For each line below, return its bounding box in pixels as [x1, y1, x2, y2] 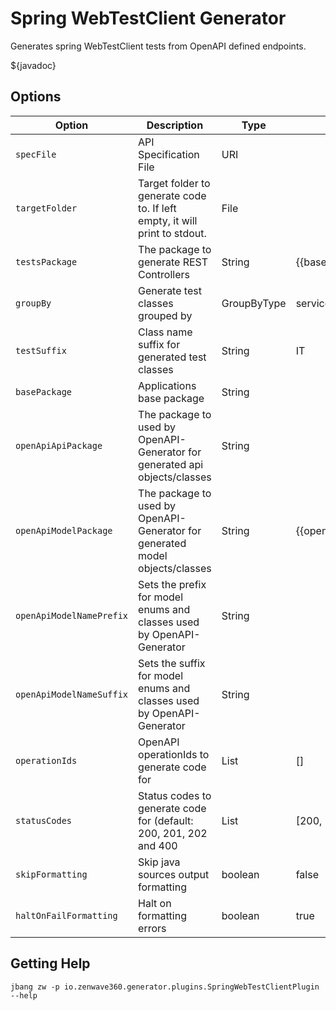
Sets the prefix [138, 577, 207, 591]
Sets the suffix [138, 656, 206, 670]
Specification [138, 147, 200, 161]
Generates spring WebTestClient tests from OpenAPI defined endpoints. [10, 40, 307, 52]
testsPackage [15, 256, 78, 267]
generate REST [138, 255, 209, 269]
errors [138, 921, 167, 935]
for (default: [138, 813, 194, 827]
